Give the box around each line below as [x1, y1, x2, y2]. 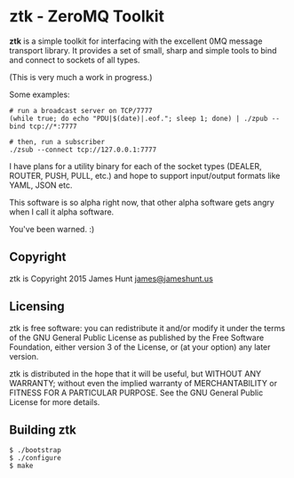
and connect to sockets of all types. [9, 54, 140, 65]
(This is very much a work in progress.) [9, 71, 153, 82]
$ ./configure [9, 454, 62, 463]
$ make [9, 461, 34, 471]
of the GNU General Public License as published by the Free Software [9, 332, 265, 343]
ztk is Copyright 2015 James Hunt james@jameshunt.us [9, 273, 213, 284]
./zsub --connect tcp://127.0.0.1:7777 [9, 145, 157, 154]
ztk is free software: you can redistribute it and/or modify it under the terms [9, 322, 286, 333]
